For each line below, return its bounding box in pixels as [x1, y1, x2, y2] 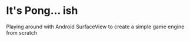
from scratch [6, 29, 38, 36]
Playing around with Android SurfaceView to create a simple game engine [6, 23, 185, 30]
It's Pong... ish [6, 4, 78, 17]
